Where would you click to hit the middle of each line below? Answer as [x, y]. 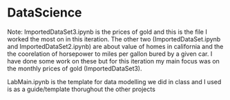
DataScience [45, 13]
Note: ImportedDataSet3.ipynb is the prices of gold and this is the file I [107, 32]
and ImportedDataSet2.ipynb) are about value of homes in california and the [115, 46]
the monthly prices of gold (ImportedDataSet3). [75, 68]
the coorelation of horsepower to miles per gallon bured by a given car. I [110, 54]
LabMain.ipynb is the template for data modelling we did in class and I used [114, 81]
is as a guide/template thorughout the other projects [81, 89]
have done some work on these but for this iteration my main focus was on [113, 61]
